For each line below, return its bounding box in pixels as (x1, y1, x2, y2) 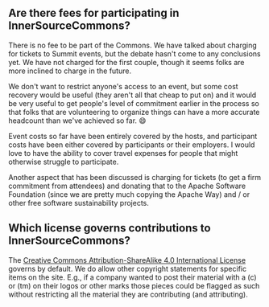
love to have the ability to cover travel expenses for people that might (8, 148, 238, 158)
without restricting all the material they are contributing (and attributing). (8, 289, 248, 299)
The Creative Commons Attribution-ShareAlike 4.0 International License (8, 255, 246, 264)
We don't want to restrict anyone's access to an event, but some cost (8, 81, 239, 91)
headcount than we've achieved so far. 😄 (8, 116, 147, 125)
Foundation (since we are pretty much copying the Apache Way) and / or (8, 189, 250, 199)
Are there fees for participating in (8, 6, 180, 20)
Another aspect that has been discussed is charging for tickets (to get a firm (8, 172, 262, 182)
